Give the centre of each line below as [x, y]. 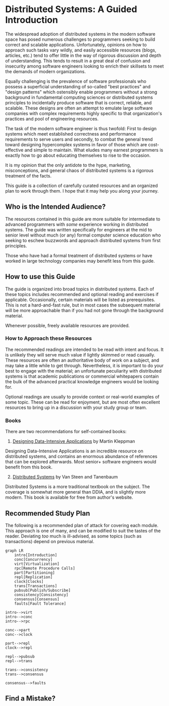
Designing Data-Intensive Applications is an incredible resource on [74, 451]
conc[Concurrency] [33, 559]
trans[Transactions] [36, 586]
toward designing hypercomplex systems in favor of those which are [76, 144]
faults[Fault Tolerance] [40, 604]
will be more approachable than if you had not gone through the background [84, 310]
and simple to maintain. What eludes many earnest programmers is [94, 150]
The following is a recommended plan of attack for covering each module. [82, 525]
